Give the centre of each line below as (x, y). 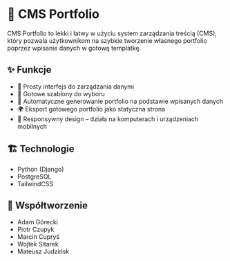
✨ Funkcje (29, 70)
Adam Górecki (38, 222)
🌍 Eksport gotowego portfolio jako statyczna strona (91, 109)
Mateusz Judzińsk (43, 251)
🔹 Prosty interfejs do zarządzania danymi (76, 87)
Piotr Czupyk (36, 229)
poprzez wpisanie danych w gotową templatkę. (74, 48)
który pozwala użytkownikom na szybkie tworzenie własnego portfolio (107, 40)
